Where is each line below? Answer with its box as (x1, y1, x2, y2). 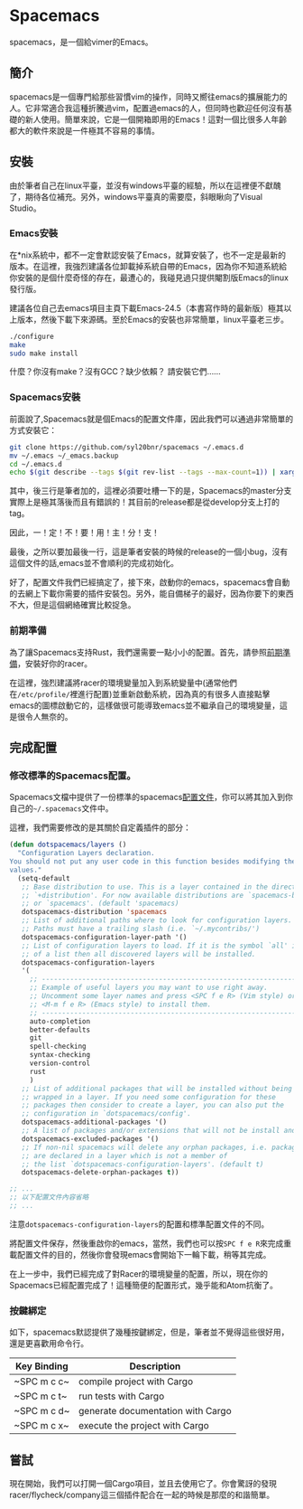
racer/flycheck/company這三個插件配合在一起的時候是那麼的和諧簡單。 (9, 1489, 275, 1500)
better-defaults (29, 1025, 91, 1034)
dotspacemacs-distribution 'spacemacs (21, 908, 168, 917)
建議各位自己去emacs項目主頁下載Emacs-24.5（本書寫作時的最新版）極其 (9, 302, 284, 313)
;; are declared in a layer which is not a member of (21, 1151, 228, 1160)
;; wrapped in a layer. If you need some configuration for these (21, 1092, 277, 1101)
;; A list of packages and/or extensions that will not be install (21, 1127, 280, 1136)
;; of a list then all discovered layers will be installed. (21, 949, 256, 958)
